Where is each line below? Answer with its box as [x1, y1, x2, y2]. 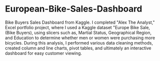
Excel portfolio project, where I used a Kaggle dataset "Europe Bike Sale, [5, 24, 150, 30]
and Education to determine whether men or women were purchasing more [5, 35, 155, 41]
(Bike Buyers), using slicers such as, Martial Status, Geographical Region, [5, 30, 152, 35]
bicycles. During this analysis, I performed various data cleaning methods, [5, 40, 153, 46]
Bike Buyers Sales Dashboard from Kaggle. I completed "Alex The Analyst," [5, 19, 155, 25]
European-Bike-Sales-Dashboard [5, 3, 143, 15]
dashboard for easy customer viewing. [5, 50, 82, 56]
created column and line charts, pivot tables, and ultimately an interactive [5, 45, 152, 51]
